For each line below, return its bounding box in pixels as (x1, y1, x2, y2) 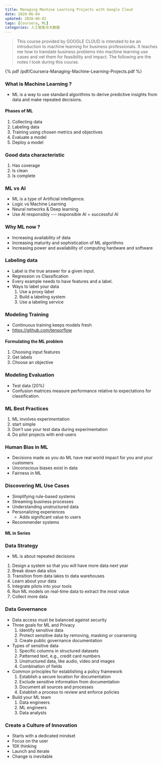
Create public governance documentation (19, 637, 103, 643)
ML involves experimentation (12, 416, 70, 422)
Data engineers (19, 699, 50, 705)
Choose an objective (12, 360, 53, 365)
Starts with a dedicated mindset (12, 732, 76, 738)
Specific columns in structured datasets (19, 648, 99, 653)
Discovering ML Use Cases (5, 482, 70, 489)
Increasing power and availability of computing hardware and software (12, 245, 153, 250)
